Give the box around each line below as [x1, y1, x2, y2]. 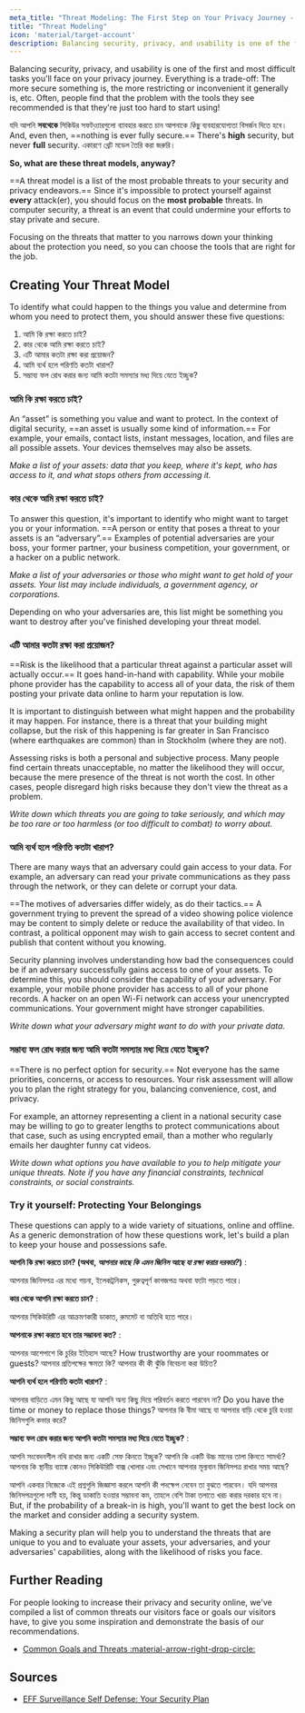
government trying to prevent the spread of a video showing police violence [9, 908, 293, 919]
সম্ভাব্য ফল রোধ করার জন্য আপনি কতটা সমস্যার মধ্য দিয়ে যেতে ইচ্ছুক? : [9, 1432, 190, 1443]
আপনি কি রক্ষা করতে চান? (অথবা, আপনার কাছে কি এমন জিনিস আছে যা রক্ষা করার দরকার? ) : [9, 1256, 248, 1268]
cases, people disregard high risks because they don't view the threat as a [9, 781, 289, 792]
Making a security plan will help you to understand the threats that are [9, 1527, 271, 1538]
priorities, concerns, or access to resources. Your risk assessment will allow [9, 1073, 293, 1084]
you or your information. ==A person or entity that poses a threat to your [9, 523, 280, 533]
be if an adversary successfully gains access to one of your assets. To [9, 964, 273, 975]
